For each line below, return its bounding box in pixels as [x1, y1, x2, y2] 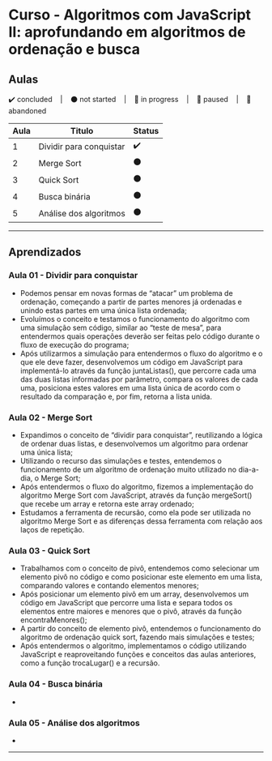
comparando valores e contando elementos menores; [19, 581, 200, 591]
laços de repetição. [19, 524, 85, 534]
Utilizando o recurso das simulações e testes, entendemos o [19, 455, 223, 465]
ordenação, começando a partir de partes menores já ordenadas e [19, 297, 243, 306]
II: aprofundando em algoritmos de [8, 23, 246, 41]
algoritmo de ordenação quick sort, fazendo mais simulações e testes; [19, 632, 255, 642]
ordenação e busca [8, 41, 140, 58]
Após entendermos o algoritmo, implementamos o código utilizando [19, 641, 247, 651]
